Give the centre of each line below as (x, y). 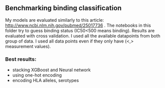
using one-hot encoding (37, 75)
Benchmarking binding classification (63, 8)
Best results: (21, 59)
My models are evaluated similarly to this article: (55, 20)
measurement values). (28, 46)
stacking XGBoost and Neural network (51, 70)
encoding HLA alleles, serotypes (45, 81)
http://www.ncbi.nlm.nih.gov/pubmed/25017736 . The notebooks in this (78, 25)
